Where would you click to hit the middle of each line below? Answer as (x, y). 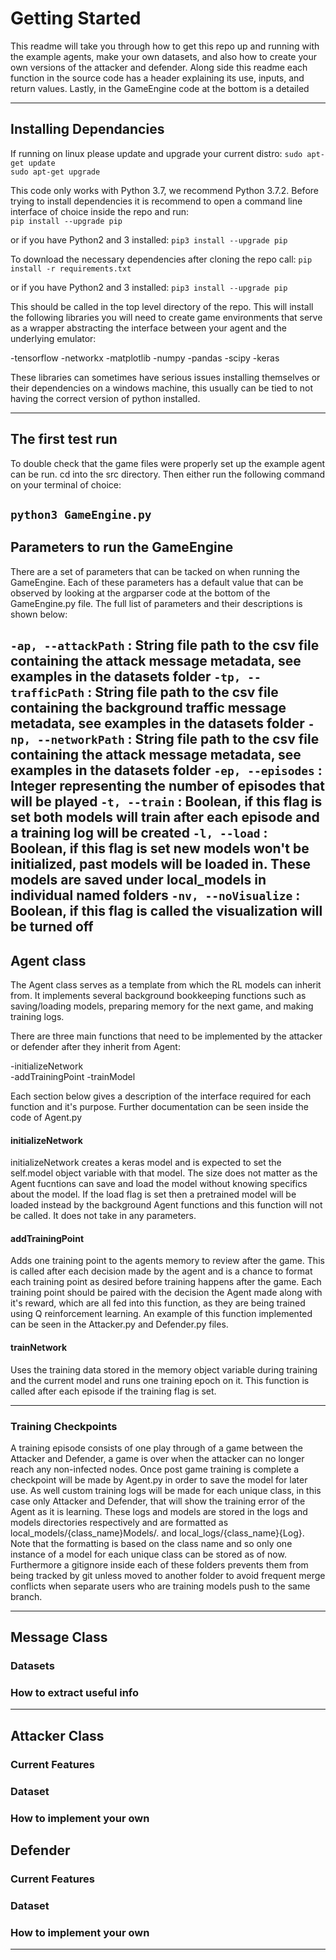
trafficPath (47, 693)
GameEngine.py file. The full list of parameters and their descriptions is (156, 603)
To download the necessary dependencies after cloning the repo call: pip (161, 259)
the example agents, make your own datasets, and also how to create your (163, 56)
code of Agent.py (46, 1117)
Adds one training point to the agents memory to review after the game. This (167, 1261)
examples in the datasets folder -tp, (126, 677)
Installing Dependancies (87, 129)
